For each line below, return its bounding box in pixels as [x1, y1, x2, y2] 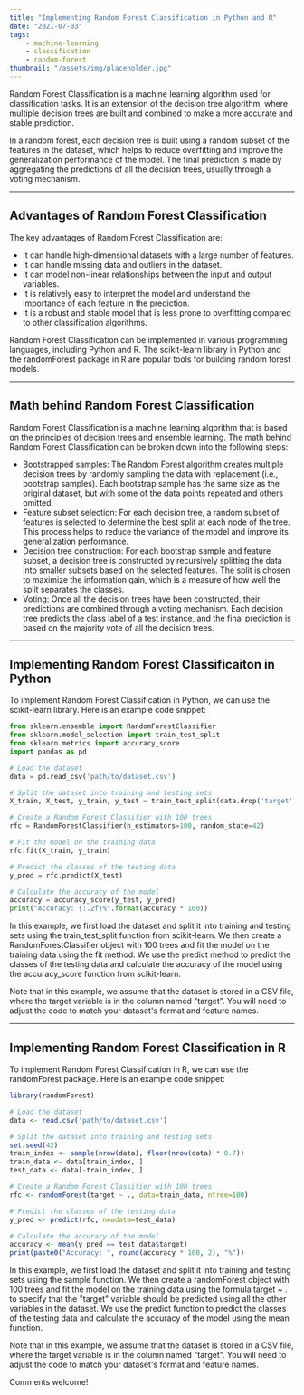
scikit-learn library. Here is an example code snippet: [9, 705, 206, 716]
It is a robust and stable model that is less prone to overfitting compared [22, 307, 291, 318]
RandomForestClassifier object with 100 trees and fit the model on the [9, 940, 270, 951]
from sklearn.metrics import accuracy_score [9, 739, 180, 748]
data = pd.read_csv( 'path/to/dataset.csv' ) [9, 772, 176, 781]
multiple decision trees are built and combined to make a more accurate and [9, 108, 293, 119]
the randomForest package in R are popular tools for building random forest [9, 354, 291, 365]
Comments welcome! [9, 1377, 89, 1388]
